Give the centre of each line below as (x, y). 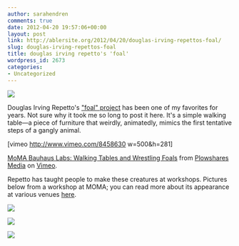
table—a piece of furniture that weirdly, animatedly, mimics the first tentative (120, 123)
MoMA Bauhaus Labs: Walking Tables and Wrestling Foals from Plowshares (118, 158)
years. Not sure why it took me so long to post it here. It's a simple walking (117, 115)
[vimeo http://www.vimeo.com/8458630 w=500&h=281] (90, 144)
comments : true (30, 21)
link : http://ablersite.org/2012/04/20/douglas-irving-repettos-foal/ (115, 41)
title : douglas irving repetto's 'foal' (68, 54)
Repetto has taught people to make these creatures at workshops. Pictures (117, 179)
